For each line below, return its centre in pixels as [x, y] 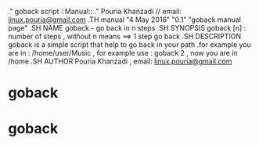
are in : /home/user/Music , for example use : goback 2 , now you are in [123, 53]
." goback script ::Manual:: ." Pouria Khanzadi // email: [95, 11]
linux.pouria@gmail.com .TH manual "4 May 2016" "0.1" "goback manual [124, 20]
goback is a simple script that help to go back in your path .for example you [130, 45]
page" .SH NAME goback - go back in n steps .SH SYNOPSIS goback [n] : [127, 28]
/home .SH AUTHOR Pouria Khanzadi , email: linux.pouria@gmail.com [120, 61]
